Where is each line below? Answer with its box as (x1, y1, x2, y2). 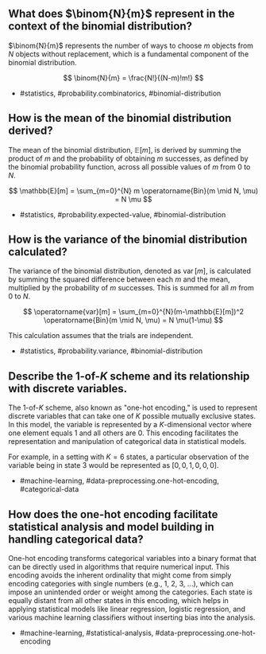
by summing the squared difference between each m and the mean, (8, 274, 230, 284)
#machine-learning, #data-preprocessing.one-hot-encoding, (19, 476, 220, 485)
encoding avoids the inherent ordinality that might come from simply (8, 570, 232, 580)
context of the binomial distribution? (8, 20, 193, 33)
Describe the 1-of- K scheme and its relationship (8, 369, 250, 383)
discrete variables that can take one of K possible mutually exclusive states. (8, 411, 256, 421)
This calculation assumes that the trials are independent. (8, 331, 194, 341)
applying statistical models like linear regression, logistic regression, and (8, 605, 246, 614)
